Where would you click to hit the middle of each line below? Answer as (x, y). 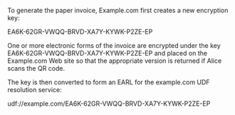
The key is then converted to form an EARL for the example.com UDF (109, 82)
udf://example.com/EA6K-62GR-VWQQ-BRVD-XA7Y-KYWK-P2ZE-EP (109, 104)
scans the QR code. (36, 68)
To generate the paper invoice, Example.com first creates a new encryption (118, 10)
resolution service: (35, 90)
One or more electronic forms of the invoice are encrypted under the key (114, 45)
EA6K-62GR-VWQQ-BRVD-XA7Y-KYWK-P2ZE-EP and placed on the (108, 53)
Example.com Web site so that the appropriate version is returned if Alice (115, 61)
